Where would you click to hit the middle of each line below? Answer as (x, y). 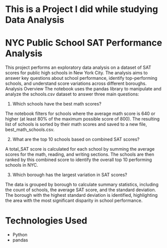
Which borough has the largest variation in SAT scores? (70, 175)
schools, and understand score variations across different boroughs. (76, 83)
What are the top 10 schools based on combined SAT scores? (76, 140)
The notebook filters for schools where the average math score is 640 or (80, 113)
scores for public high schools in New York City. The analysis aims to (76, 73)
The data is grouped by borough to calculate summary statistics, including (82, 185)
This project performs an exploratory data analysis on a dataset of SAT (78, 68)
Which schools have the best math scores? (57, 104)
